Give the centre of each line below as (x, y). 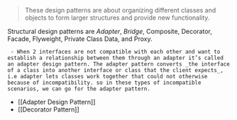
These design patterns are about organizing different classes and (120, 10)
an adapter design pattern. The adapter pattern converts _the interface (119, 64)
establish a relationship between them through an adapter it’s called (115, 58)
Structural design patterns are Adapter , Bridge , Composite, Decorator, (110, 31)
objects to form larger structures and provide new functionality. (117, 18)
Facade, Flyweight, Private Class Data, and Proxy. (80, 39)
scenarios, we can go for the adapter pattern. (79, 89)
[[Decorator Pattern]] (48, 109)
